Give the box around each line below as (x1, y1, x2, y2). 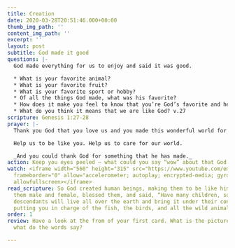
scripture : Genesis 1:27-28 (7, 114, 90, 121)
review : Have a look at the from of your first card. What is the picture (7, 218, 230, 225)
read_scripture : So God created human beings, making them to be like (7, 185, 218, 192)
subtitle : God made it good (7, 50, 90, 57)
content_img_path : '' (7, 29, 71, 37)
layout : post (7, 43, 45, 50)
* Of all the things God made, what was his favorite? (13, 95, 177, 102)
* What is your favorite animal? (13, 75, 111, 82)
